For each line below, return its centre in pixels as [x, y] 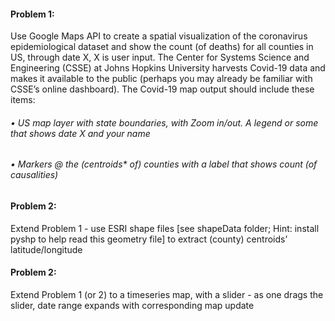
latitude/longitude [46, 249]
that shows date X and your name [80, 133]
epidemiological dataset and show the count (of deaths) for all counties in [162, 47]
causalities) [34, 175]
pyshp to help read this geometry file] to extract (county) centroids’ [149, 239]
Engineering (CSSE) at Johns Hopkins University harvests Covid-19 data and [168, 68]
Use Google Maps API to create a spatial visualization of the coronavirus [159, 36]
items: [23, 100]
